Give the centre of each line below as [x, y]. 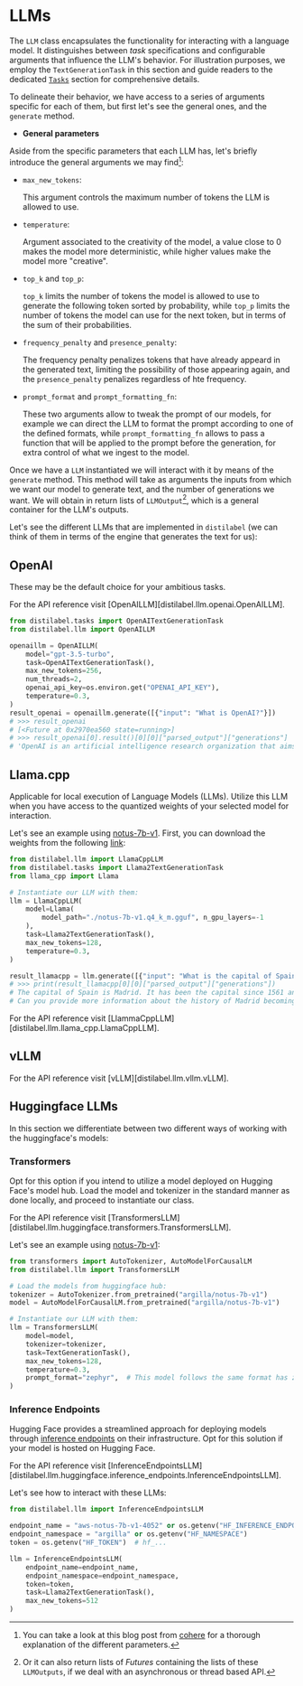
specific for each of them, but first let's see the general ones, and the [138, 106]
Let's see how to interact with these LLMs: [88, 1493]
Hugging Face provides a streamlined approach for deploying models [138, 1429]
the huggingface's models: [59, 1138]
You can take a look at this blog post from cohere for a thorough [142, 1635]
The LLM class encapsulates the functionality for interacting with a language [150, 41]
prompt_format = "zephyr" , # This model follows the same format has [157, 1378]
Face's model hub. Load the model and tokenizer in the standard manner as [150, 1190]
